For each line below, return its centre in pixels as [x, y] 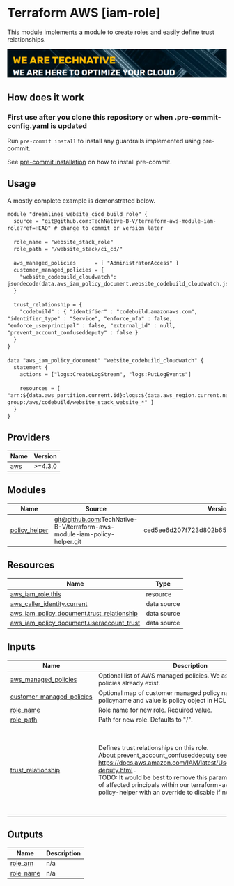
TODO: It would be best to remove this [153, 777]
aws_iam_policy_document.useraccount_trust [75, 623]
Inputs [22, 647]
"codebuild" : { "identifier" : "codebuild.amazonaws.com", [109, 311]
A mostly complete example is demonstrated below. [81, 201]
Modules [27, 490]
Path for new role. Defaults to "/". [146, 720]
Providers [29, 438]
